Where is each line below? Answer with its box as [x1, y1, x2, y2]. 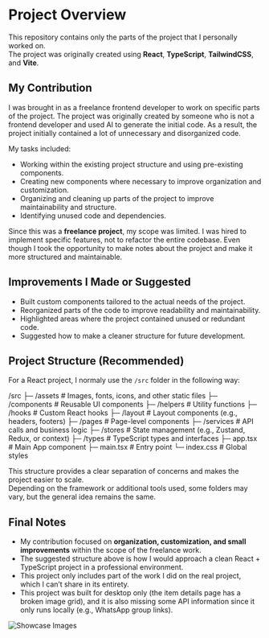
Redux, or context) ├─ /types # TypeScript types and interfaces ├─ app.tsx [8, 434, 258, 443]
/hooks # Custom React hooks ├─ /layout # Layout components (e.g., [8, 408, 238, 418]
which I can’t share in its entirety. [19, 579, 130, 589]
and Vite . [8, 58, 39, 68]
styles [8, 451, 29, 460]
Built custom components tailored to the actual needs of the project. [19, 296, 246, 307]
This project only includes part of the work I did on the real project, [19, 571, 242, 581]
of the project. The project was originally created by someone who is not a [8, 111, 255, 121]
